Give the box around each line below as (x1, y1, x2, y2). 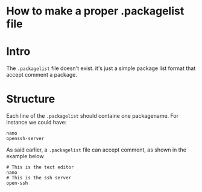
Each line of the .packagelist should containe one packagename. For (6, 112, 179, 120)
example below (6, 153, 44, 160)
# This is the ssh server (6, 175, 71, 181)
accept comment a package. (6, 71, 77, 78)
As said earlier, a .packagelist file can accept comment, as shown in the (6, 146, 187, 153)
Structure (6, 92, 55, 106)
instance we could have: (6, 119, 67, 126)
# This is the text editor (6, 164, 74, 170)
